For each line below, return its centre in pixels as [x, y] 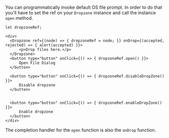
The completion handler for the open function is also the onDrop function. [81, 130]
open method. [19, 18]
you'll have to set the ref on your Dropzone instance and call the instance [81, 13]
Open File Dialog [37, 63]
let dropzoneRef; [24, 27]
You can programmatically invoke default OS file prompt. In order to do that [84, 7]
